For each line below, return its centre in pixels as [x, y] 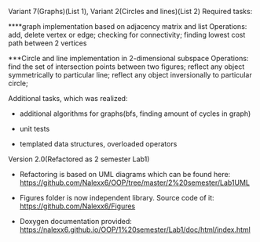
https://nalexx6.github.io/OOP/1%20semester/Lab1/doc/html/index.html [135, 229]
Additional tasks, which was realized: [68, 98]
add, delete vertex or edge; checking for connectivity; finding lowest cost [127, 35]
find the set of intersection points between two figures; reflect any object [126, 67]
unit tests [35, 129]
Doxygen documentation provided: [75, 221]
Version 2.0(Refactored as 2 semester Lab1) [79, 159]
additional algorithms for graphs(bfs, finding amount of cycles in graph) [135, 114]
